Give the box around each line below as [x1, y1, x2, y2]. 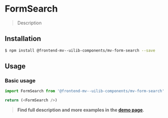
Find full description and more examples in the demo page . [17, 107, 145, 113]
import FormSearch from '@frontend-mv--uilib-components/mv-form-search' [5, 89, 165, 94]
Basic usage [5, 77, 36, 84]
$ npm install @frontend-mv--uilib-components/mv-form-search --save [5, 48, 156, 53]
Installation [5, 34, 41, 43]
